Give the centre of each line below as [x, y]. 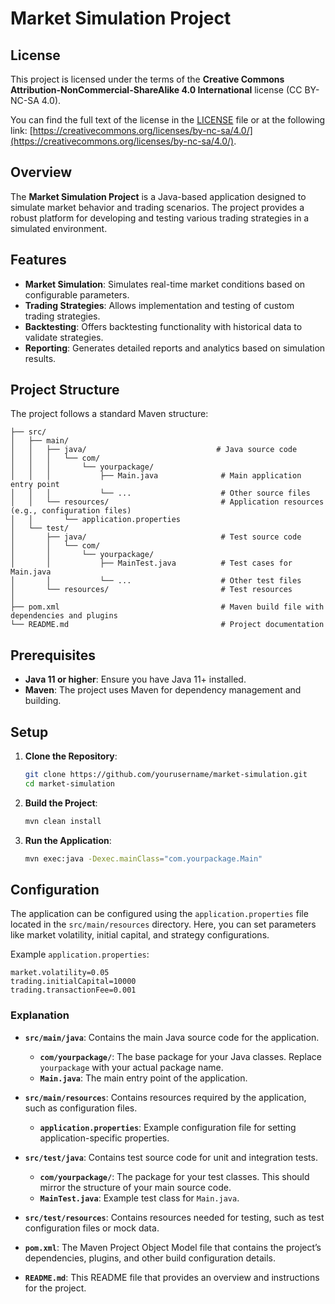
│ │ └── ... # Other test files [156, 581]
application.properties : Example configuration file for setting [168, 1127]
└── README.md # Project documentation [167, 625]
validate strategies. [64, 337]
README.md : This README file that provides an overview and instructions [172, 1277]
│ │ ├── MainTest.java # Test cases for [151, 563]
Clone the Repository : [71, 756]
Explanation [40, 1015]
